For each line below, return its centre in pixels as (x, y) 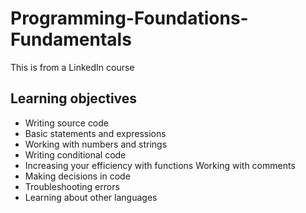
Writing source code (67, 123)
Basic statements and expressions (95, 133)
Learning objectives (74, 98)
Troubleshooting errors (72, 186)
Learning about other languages (91, 197)
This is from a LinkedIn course (72, 67)
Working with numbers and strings (96, 144)
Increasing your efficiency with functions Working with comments (160, 165)
